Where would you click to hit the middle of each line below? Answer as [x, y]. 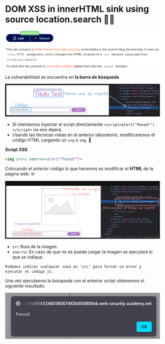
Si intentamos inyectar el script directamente [57, 124]
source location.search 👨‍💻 [60, 19]
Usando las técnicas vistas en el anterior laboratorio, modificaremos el [83, 135]
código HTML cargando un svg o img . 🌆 [52, 140]
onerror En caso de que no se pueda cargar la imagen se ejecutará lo [82, 252]
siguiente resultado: [25, 286]
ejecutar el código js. [29, 271]
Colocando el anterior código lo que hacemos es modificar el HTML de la [79, 169]
